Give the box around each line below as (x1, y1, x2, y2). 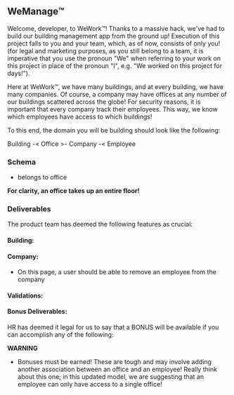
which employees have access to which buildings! (7, 112, 152, 121)
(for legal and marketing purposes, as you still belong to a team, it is (7, 46, 204, 55)
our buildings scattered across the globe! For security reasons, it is (7, 98, 201, 106)
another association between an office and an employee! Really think (17, 365, 218, 373)
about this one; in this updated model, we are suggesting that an (17, 373, 204, 381)
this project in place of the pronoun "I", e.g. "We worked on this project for (7, 61, 223, 69)
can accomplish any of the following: (7, 330, 114, 339)
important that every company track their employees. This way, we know (7, 105, 218, 113)
